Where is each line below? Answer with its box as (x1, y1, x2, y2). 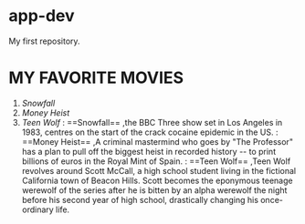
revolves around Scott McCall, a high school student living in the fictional (21, 165, 297, 176)
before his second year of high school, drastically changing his (21, 194, 259, 205)
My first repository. (8, 36, 80, 46)
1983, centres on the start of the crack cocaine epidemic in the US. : (21, 127, 279, 137)
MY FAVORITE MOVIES (8, 67, 184, 88)
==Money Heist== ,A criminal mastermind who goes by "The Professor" (21, 136, 294, 147)
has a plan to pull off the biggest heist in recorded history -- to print (21, 146, 276, 157)
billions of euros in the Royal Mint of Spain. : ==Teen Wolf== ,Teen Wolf (21, 156, 291, 167)
